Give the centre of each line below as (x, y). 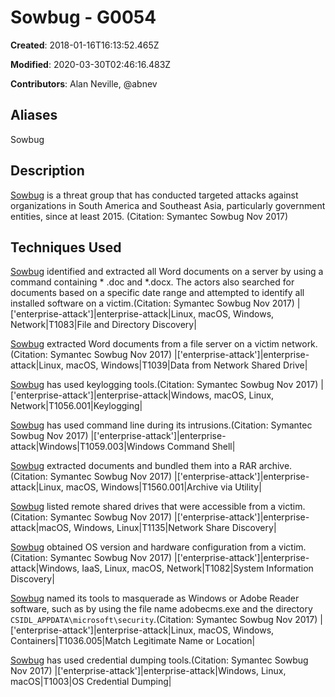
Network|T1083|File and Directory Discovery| (103, 325)
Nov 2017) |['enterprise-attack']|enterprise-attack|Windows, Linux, (148, 671)
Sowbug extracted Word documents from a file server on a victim (145, 344)
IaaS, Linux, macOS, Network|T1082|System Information (197, 568)
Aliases (34, 115)
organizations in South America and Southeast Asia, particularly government (168, 205)
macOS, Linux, (244, 395)
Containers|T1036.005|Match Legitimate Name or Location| (133, 641)
